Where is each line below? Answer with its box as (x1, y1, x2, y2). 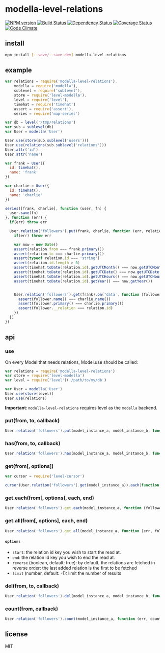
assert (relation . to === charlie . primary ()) (14, 251, 105, 256)
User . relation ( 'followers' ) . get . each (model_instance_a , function (5, 506, 141, 511)
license (5, 630, 28, 639)
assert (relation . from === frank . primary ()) (14, 246, 105, 252)
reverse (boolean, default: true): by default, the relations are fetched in (12, 559, 155, 565)
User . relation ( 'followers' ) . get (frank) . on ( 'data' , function (14, 292, 139, 297)
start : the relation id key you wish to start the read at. (12, 549, 121, 555)
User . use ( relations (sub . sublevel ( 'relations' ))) (5, 142, 107, 147)
